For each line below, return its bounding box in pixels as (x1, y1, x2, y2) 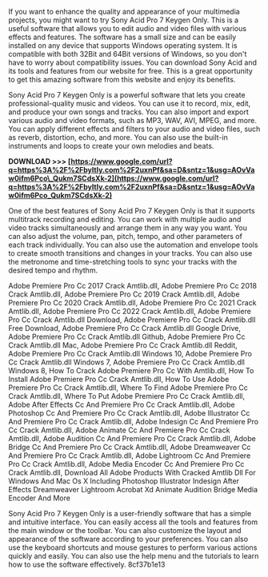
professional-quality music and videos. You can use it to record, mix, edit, (8, 99, 251, 108)
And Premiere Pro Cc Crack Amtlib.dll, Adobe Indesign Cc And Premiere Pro (8, 417, 258, 426)
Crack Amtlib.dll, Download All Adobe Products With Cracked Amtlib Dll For (8, 468, 256, 477)
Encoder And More (8, 493, 70, 503)
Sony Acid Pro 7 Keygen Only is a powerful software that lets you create (8, 90, 246, 99)
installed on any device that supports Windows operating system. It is (8, 41, 238, 50)
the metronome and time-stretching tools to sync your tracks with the (8, 257, 238, 266)
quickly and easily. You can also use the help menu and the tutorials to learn (8, 551, 259, 560)
